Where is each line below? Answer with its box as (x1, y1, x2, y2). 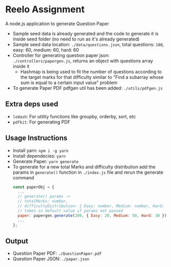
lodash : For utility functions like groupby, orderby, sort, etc (12, 113, 136, 119)
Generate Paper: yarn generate (12, 158, 79, 165)
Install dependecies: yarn (12, 153, 66, 159)
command (12, 174, 34, 180)
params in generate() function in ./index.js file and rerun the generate (12, 169, 164, 175)
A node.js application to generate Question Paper (5, 20, 109, 27)
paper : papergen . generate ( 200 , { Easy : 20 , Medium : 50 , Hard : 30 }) (17, 213, 167, 218)
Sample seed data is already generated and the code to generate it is (12, 30, 159, 36)
